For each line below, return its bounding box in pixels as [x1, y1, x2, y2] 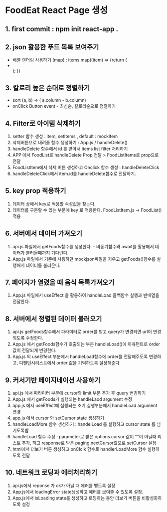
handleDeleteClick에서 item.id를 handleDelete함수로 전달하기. [12, 171, 136, 177]
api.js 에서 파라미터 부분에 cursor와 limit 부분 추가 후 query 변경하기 [12, 390, 146, 396]
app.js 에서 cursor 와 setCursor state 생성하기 [12, 415, 105, 421]
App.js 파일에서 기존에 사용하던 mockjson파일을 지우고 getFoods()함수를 [12, 256, 156, 262]
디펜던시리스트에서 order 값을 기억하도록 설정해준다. [19, 360, 121, 366]
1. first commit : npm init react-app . [5, 24, 119, 33]
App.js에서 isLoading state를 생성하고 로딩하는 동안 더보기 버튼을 [12, 495, 141, 501]
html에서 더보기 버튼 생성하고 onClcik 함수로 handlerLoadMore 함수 [12, 446, 147, 452]
